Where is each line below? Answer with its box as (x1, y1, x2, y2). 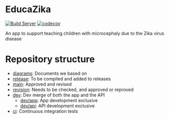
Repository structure (5, 53, 95, 65)
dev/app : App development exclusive (20, 97, 98, 103)
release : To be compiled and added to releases (12, 75, 111, 82)
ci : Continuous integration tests (12, 108, 78, 114)
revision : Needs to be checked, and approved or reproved (12, 86, 134, 93)
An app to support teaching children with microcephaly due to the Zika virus (5, 30, 164, 36)
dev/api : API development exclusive (20, 103, 95, 109)
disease (5, 36, 22, 42)
